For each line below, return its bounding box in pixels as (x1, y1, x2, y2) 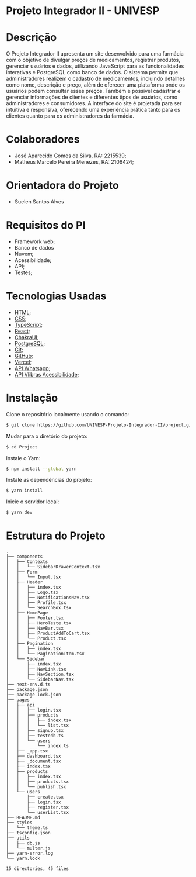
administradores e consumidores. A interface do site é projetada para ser (6, 100, 182, 107)
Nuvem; (14, 250, 34, 257)
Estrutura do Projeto (6, 529, 106, 543)
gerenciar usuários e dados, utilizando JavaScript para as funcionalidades (6, 63, 184, 70)
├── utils (6, 835, 30, 841)
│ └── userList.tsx (6, 810, 69, 816)
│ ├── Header (6, 579, 43, 585)
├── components (6, 554, 43, 560)
